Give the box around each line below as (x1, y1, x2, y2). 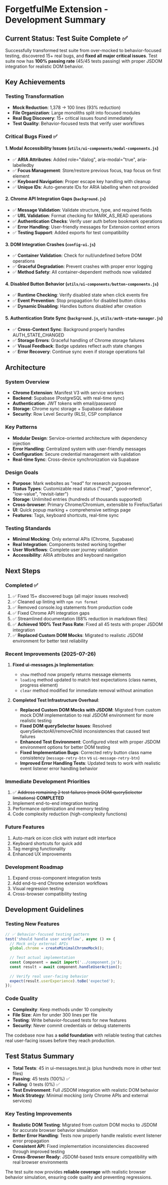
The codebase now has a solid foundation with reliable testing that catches (5, 1032, 162, 1038)
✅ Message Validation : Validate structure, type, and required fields (12, 207, 152, 213)
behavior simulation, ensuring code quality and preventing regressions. (5, 1174, 152, 1180)
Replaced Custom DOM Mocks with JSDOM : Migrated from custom (20, 707, 161, 713)
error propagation (12, 1137, 49, 1144)
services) (12, 1098, 32, 1104)
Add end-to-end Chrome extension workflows (12, 880, 108, 886)
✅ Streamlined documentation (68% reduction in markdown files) (12, 615, 148, 621)
